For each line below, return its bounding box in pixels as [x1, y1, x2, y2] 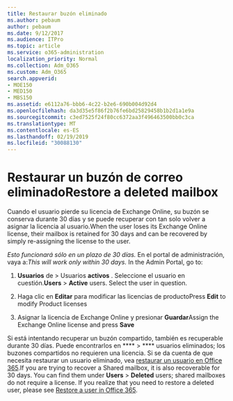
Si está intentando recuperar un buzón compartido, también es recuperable [7, 334, 224, 343]
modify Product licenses [17, 300, 88, 308]
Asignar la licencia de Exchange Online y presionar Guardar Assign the [17, 313, 219, 322]
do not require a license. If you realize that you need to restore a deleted [7, 379, 214, 387]
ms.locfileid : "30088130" [7, 140, 82, 147]
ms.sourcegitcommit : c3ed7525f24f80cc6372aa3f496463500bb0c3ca [7, 113, 195, 120]
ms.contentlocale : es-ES [7, 127, 79, 134]
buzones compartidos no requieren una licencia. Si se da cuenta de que [7, 349, 214, 357]
